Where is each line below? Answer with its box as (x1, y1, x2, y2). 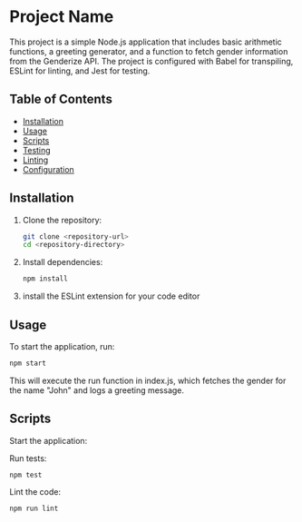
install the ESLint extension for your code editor (22, 291, 200, 301)
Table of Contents (9, 92, 113, 107)
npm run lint (9, 504, 59, 513)
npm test (9, 470, 43, 479)
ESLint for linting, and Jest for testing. (9, 65, 151, 76)
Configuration (22, 163, 74, 174)
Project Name (9, 6, 114, 27)
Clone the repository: (22, 214, 102, 225)
